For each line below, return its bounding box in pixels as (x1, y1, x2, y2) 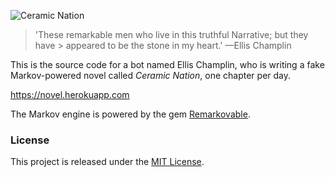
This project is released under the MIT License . (10, 156, 205, 168)
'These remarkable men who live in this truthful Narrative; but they (34, 29, 309, 40)
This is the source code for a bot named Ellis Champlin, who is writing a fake (10, 59, 325, 70)
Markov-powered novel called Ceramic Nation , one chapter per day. (10, 70, 292, 81)
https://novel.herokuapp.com (10, 89, 130, 100)
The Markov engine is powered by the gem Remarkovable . (10, 108, 251, 120)
